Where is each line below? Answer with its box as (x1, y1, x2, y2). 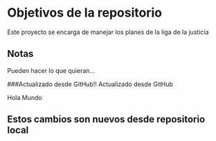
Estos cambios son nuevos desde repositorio (7, 113, 206, 126)
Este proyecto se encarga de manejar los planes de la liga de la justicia (7, 28, 209, 36)
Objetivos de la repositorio (7, 5, 163, 21)
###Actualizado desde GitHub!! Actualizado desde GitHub (7, 80, 173, 88)
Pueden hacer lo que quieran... (7, 66, 96, 74)
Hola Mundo (7, 93, 43, 101)
